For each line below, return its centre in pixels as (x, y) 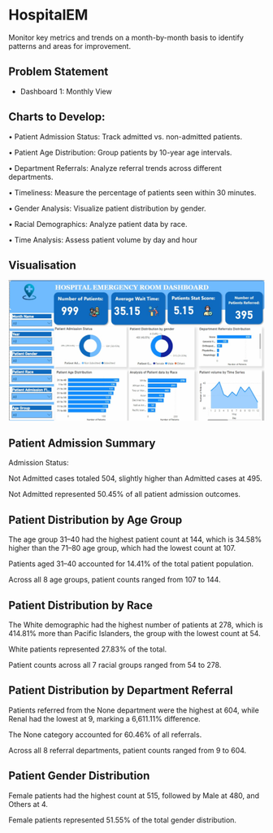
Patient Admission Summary (82, 443)
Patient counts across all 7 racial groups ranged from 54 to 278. (115, 665)
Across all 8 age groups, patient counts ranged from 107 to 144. (115, 580)
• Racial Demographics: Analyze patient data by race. (98, 224)
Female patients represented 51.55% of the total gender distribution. (123, 820)
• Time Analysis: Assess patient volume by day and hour (103, 240)
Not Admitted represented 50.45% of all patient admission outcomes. (125, 495)
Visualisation (43, 265)
